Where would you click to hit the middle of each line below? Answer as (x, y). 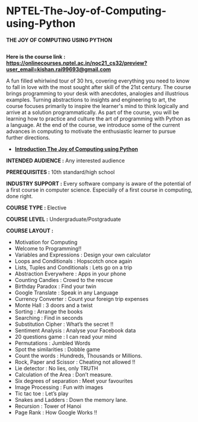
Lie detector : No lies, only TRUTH (56, 368)
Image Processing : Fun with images (59, 387)
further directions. (28, 137)
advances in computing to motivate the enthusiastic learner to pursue (91, 131)
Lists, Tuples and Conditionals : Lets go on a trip (73, 267)
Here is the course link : (36, 56)
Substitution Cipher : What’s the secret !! (64, 324)
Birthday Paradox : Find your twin (55, 286)
